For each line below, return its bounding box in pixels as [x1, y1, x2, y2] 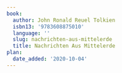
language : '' [12, 29, 51, 37]
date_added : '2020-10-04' [12, 56, 88, 63]
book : [6, 10, 22, 17]
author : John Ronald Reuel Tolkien [12, 17, 116, 24]
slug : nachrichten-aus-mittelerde [12, 36, 112, 43]
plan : [6, 49, 22, 56]
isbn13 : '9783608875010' [12, 23, 85, 30]
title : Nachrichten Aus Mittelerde [12, 42, 116, 49]
